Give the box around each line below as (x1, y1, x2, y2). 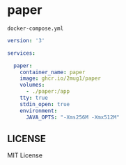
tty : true (19, 94, 49, 102)
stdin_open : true (19, 101, 70, 107)
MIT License (7, 151, 43, 159)
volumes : (19, 82, 45, 89)
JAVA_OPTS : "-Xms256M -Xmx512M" (25, 114, 120, 121)
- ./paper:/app (25, 88, 70, 95)
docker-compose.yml (7, 25, 64, 32)
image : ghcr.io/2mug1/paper (19, 75, 101, 82)
